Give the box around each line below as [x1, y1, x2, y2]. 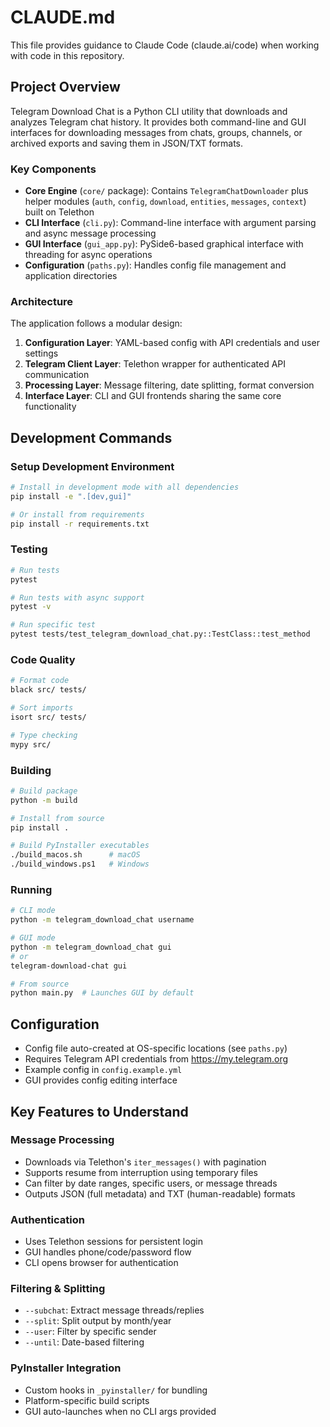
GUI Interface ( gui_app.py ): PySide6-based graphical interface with [24, 238, 304, 250]
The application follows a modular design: [10, 317, 183, 330]
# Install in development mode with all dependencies [10, 482, 240, 493]
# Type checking [10, 730, 78, 740]
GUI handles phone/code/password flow [24, 1246, 192, 1258]
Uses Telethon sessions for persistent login [24, 1236, 203, 1248]
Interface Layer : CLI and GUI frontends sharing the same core [24, 390, 282, 402]
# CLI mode [10, 906, 56, 916]
